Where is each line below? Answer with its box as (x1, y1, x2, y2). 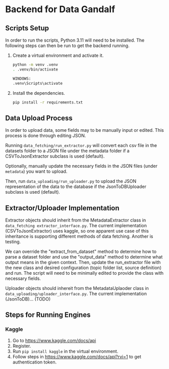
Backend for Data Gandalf (5, 4, 116, 15)
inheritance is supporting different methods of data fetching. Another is (5, 233, 153, 239)
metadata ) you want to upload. (5, 168, 68, 174)
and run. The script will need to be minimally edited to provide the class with (5, 270, 164, 276)
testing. (5, 239, 21, 244)
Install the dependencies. (12, 90, 66, 96)
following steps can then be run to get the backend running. (5, 43, 130, 49)
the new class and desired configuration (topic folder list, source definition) (5, 265, 162, 271)
